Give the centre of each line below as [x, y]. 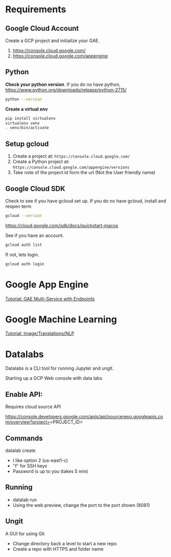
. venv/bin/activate [27, 128]
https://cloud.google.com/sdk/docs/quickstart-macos [62, 225]
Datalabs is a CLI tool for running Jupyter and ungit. [59, 368]
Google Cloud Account [42, 28]
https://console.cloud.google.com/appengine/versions [71, 167]
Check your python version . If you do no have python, [63, 84]
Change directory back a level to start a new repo [65, 543]
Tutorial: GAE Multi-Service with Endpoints [50, 298]
